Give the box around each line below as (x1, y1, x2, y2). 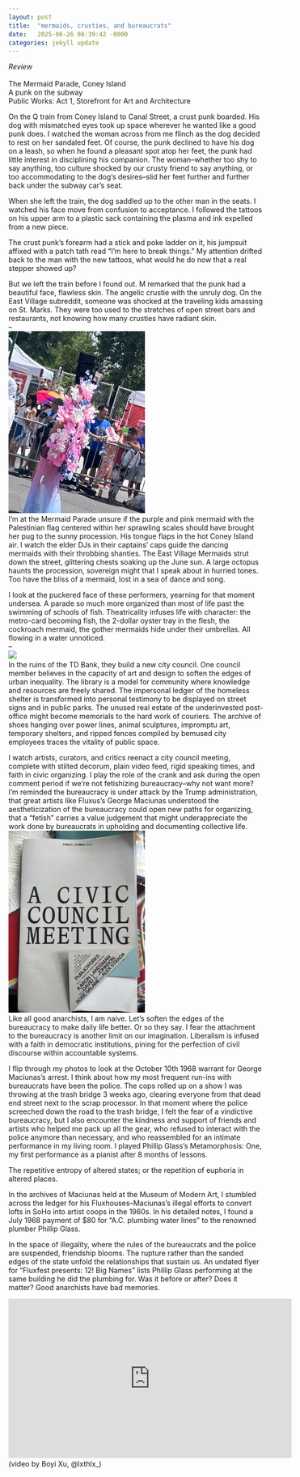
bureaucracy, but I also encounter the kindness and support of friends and (8, 1115, 257, 1125)
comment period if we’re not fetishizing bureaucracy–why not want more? (8, 779, 255, 789)
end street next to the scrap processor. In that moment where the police (8, 1098, 248, 1108)
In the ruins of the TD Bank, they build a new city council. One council (8, 660, 241, 670)
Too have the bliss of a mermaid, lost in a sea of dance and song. (8, 574, 226, 584)
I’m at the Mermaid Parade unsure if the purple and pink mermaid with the (8, 514, 255, 524)
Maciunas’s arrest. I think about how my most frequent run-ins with (8, 1073, 232, 1082)
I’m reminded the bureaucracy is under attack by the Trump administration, (8, 787, 258, 797)
